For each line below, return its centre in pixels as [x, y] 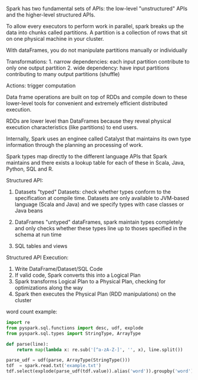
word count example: [32, 312]
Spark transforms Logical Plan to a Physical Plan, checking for [90, 281]
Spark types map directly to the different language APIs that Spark [87, 156]
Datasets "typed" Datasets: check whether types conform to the [93, 192]
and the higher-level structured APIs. [51, 15]
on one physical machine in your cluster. [55, 39]
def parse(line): [27, 344]
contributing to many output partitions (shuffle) [63, 74]
